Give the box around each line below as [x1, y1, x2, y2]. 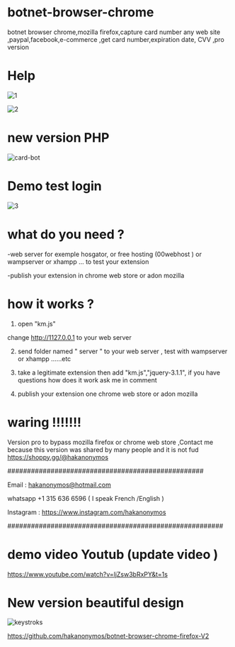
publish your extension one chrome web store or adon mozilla [17, 389, 198, 398]
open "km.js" [17, 319, 56, 328]
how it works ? [7, 296, 94, 312]
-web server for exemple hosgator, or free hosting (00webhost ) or [7, 250, 202, 258]
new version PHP [7, 130, 110, 146]
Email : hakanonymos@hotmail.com [7, 480, 111, 489]
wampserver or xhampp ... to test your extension [7, 257, 149, 266]
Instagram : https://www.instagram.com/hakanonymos [7, 508, 166, 516]
